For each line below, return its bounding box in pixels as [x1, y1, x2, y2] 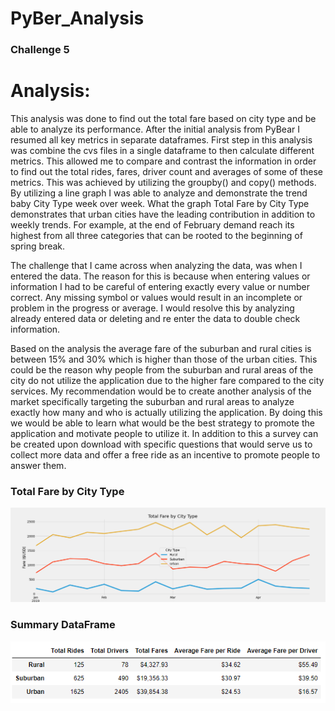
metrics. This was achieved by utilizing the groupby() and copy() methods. [10, 177, 317, 189]
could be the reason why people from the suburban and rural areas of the [10, 364, 314, 376]
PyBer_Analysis [10, 7, 145, 30]
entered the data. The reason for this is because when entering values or [10, 270, 311, 282]
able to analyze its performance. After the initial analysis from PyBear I [10, 123, 300, 136]
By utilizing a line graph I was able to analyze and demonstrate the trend [10, 187, 308, 199]
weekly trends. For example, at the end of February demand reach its [10, 219, 295, 231]
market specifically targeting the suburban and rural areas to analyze [10, 396, 295, 408]
